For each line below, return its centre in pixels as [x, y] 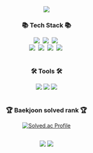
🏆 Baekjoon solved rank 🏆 [46, 110]
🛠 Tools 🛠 [46, 71]
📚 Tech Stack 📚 [46, 25]
